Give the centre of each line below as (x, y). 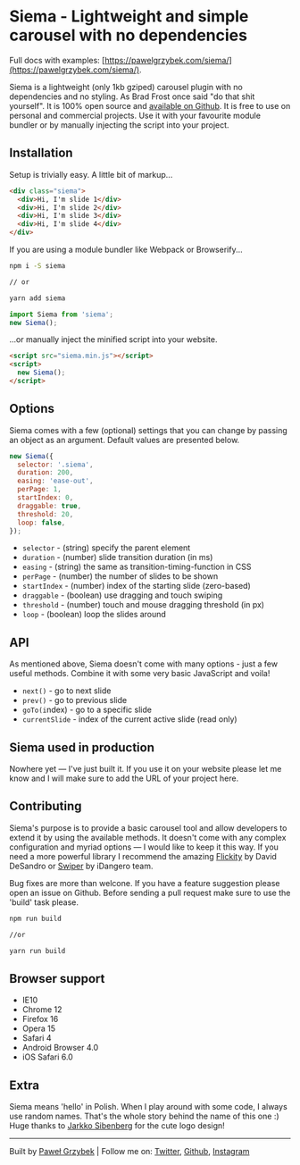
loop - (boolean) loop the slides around (94, 615)
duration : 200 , (46, 473)
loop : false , (42, 523)
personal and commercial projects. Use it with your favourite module (135, 115)
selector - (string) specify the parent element (106, 548)
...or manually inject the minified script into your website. (113, 339)
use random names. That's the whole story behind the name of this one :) (144, 1116)
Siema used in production (82, 747)
